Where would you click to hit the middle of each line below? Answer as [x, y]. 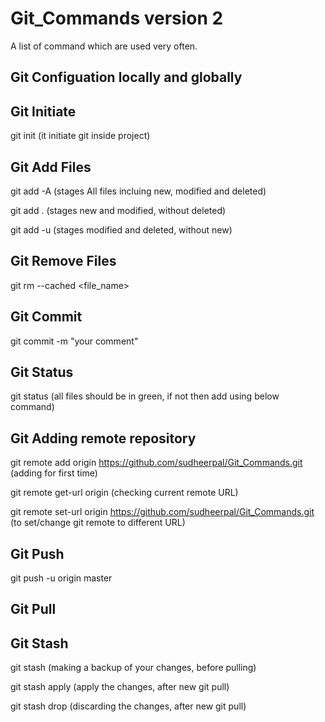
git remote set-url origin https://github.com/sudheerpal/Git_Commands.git [162, 512]
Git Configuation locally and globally [126, 77]
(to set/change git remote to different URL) [98, 523]
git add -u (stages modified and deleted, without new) [121, 229]
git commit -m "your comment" [74, 341]
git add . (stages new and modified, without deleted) [118, 210]
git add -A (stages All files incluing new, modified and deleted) [138, 191]
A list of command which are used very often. [104, 46]
